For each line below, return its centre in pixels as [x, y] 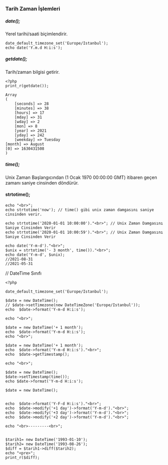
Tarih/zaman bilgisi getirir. [32, 72]
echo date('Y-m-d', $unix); [35, 255]
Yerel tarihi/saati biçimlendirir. [37, 34]
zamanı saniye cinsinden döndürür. [42, 183]
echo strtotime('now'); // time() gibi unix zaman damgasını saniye [80, 210]
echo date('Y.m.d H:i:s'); [34, 48]
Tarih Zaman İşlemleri [33, 9]
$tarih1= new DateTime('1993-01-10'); [46, 440]
